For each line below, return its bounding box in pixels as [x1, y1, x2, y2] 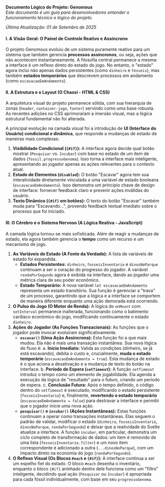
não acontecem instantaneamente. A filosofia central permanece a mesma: [5, 57, 158, 63]
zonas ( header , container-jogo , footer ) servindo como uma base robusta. [5, 106, 155, 112]
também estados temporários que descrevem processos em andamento [5, 73, 153, 78]
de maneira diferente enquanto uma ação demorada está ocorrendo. [20, 298, 159, 304]
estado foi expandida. [12, 256, 57, 262]
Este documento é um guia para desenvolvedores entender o [5, 9, 130, 15]
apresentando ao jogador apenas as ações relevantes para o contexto [12, 161, 155, 167]
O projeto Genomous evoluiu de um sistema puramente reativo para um [5, 46, 150, 52]
